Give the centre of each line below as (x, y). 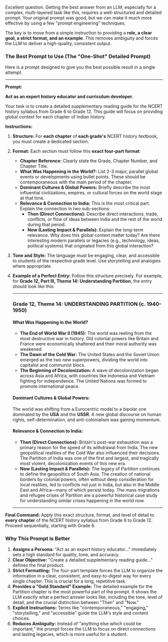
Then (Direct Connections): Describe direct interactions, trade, (93, 214)
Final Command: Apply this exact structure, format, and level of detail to (80, 515)
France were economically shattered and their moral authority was (88, 344)
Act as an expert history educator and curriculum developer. (69, 96)
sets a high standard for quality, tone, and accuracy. (66, 555)
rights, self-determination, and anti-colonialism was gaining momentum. (86, 420)
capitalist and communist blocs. (52, 365)
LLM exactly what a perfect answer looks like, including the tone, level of (87, 597)
